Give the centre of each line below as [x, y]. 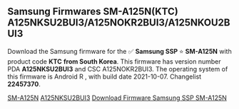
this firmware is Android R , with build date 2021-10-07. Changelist [105, 76]
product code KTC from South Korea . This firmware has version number [114, 61]
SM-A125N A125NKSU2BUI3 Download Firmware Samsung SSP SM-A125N [117, 98]
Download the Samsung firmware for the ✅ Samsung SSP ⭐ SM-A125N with [119, 51]
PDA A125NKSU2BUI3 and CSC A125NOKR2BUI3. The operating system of [118, 69]
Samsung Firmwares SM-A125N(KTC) [93, 12]
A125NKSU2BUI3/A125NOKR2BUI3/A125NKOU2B [119, 23]
